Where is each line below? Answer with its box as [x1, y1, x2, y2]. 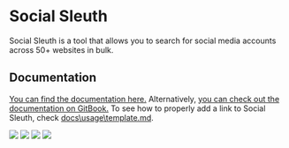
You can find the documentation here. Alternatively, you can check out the [9, 93, 280, 104]
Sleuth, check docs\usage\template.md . [9, 112, 155, 122]
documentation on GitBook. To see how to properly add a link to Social [9, 103, 266, 114]
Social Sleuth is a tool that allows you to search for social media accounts [9, 35, 277, 46]
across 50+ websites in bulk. [9, 44, 114, 55]
